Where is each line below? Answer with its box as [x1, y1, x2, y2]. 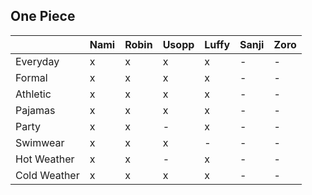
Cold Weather [15, 168, 80, 182]
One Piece [10, 8, 76, 25]
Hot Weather [15, 152, 75, 166]
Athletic [15, 87, 52, 101]
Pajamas [15, 103, 56, 117]
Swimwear [15, 135, 65, 149]
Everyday [15, 54, 60, 68]
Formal [15, 70, 48, 84]
